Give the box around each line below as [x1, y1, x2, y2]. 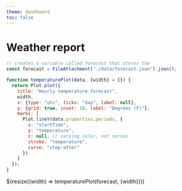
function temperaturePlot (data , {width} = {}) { [6, 77, 131, 83]
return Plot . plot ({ [11, 83, 61, 89]
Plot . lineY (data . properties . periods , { [22, 116, 123, 123]
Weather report [6, 40, 85, 54]
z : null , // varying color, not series [28, 133, 129, 139]
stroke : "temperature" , [28, 138, 88, 145]
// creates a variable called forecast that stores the [6, 60, 150, 66]
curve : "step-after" [28, 144, 80, 151]
